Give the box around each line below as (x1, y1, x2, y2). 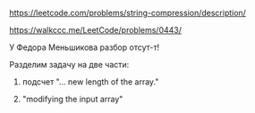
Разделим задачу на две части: (9, 60, 130, 69)
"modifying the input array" (21, 93, 123, 104)
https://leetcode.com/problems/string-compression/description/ (9, 8, 246, 18)
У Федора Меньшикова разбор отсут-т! (9, 42, 159, 52)
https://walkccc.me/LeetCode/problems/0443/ (9, 25, 182, 35)
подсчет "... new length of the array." (21, 77, 159, 87)
